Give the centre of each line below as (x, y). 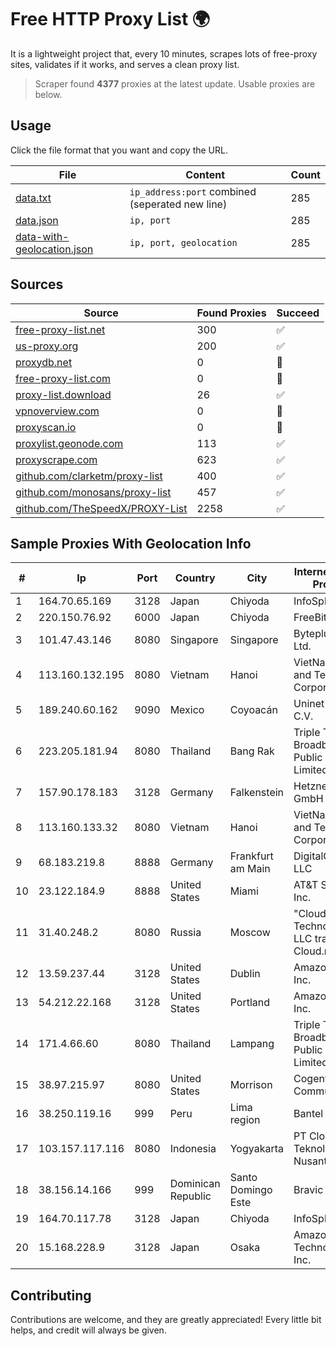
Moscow (250, 933)
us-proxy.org (47, 346)
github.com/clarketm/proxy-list (89, 476)
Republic (190, 1196)
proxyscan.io (46, 427)
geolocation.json (54, 249)
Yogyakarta (257, 1149)
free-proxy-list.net (60, 329)
